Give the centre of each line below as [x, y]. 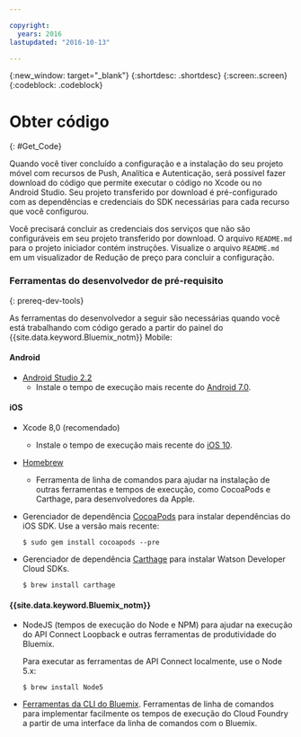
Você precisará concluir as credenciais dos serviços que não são [130, 229]
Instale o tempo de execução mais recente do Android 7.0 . [143, 386]
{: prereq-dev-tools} [47, 300]
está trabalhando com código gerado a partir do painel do [116, 327]
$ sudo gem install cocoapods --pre [91, 543]
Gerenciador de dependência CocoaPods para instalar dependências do [156, 517]
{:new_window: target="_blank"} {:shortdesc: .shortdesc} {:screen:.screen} [149, 75]
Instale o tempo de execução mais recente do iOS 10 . [134, 445]
